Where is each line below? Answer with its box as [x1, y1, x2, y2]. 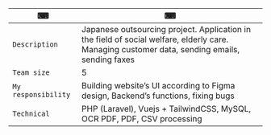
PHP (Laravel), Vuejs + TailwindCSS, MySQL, [81, 104, 252, 114]
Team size [12, 68, 50, 77]
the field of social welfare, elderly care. [81, 34, 229, 45]
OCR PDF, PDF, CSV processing [81, 113, 203, 124]
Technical [12, 109, 50, 118]
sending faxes [81, 54, 135, 65]
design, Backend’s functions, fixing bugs [81, 90, 236, 101]
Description [12, 40, 59, 49]
